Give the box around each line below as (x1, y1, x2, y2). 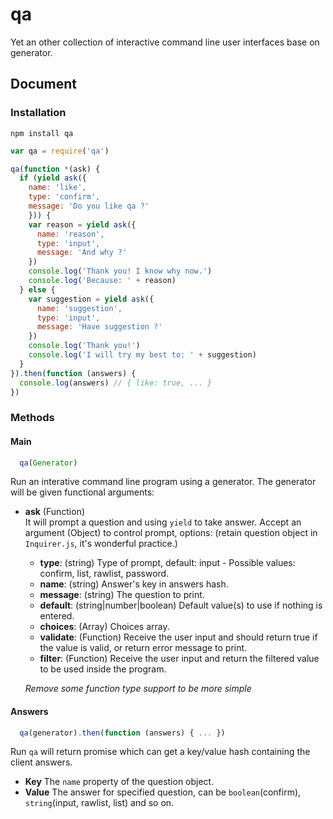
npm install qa (10, 128, 74, 138)
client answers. (10, 756, 73, 768)
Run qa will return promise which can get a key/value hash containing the (10, 746, 311, 758)
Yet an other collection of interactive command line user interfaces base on (10, 36, 320, 48)
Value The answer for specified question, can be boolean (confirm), (24, 786, 302, 798)
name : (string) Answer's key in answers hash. (39, 578, 229, 590)
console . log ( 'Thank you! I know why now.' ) (28, 266, 213, 277)
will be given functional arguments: (10, 486, 155, 498)
